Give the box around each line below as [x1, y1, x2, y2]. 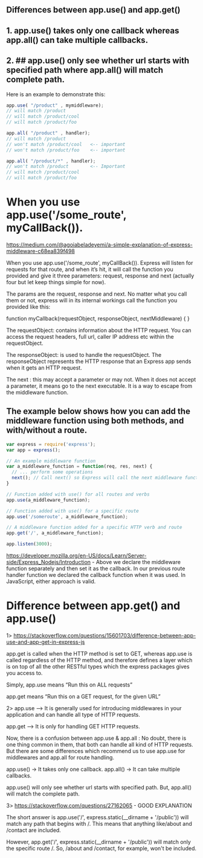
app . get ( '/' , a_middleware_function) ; [6, 530, 104, 536]
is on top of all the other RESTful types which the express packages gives [6, 663, 190, 670]
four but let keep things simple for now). [6, 279, 106, 286]
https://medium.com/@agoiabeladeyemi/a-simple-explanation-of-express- [6, 241, 193, 248]
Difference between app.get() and [6, 599, 181, 613]
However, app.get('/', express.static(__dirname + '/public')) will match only [6, 839, 192, 846]
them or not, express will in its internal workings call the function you [6, 297, 178, 304]
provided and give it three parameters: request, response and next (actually [6, 272, 195, 279]
